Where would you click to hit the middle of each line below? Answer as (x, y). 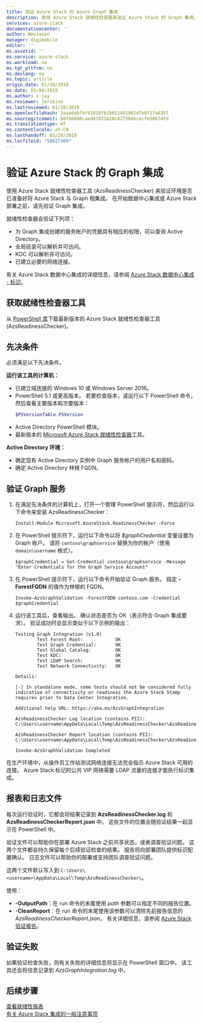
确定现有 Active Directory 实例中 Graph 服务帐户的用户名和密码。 (96, 460)
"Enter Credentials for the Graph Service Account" (81, 567)
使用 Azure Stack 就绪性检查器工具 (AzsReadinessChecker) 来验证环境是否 (99, 190)
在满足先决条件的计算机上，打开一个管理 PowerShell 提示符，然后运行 (102, 504)
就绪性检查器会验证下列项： (41, 219)
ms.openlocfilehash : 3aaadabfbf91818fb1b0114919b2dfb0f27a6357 (88, 113)
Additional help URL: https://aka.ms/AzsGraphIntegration (89, 708)
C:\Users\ (73, 870)
